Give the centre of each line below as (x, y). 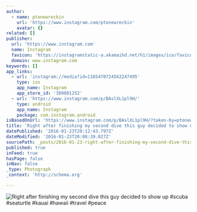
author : (16, 11)
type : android (34, 104)
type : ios (29, 83)
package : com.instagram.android (56, 115)
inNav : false (22, 164)
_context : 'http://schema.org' (44, 175)
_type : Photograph (28, 170)
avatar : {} (30, 28)
